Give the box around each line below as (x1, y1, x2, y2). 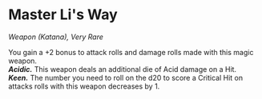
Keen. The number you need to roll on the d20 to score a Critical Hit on (8, 73, 244, 82)
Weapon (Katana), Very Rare (8, 32, 104, 42)
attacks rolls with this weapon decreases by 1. (8, 81, 160, 91)
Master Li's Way (8, 6, 118, 24)
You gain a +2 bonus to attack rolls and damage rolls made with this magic (8, 47, 254, 57)
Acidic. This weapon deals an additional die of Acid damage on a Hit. (8, 64, 237, 73)
